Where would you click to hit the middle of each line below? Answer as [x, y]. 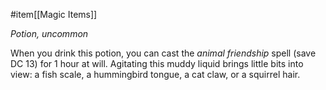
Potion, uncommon [49, 33]
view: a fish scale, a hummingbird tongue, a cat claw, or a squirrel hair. [155, 74]
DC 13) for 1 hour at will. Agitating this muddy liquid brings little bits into [157, 63]
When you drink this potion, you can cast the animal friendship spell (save [163, 53]
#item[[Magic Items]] [54, 14]
